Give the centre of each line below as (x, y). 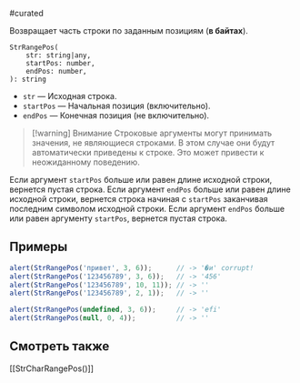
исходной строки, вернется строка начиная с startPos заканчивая (139, 199)
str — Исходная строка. (70, 96)
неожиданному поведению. (86, 162)
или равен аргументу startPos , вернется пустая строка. (118, 218)
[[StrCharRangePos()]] (51, 368)
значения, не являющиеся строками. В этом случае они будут (153, 143)
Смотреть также (60, 346)
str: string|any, (59, 55)
